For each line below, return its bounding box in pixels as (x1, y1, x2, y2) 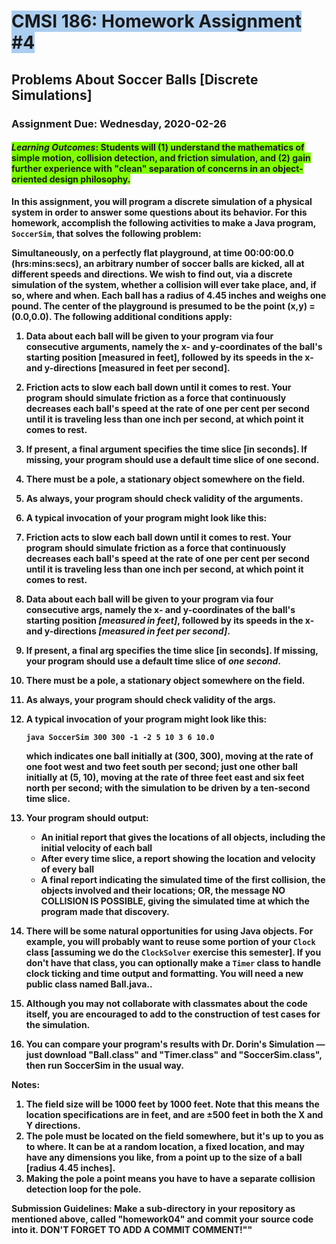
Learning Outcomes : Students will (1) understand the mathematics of (11, 141, 305, 154)
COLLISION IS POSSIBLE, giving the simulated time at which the (40, 895, 310, 907)
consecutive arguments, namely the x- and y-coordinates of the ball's (25, 340, 323, 352)
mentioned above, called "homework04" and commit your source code (11, 1213, 314, 1225)
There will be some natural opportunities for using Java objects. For (25, 925, 314, 937)
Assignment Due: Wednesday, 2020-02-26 (11, 116, 227, 130)
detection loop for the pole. (25, 1183, 142, 1195)
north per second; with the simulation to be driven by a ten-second (25, 781, 311, 794)
